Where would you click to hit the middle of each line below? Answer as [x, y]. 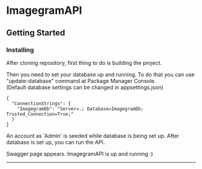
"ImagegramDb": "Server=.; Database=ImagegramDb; [81, 109]
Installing [20, 50]
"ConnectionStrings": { [41, 103]
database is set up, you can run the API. [56, 142]
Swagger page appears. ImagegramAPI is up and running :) [80, 153]
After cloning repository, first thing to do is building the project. [84, 63]
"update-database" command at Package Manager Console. [81, 81]
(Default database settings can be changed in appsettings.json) [85, 87]
